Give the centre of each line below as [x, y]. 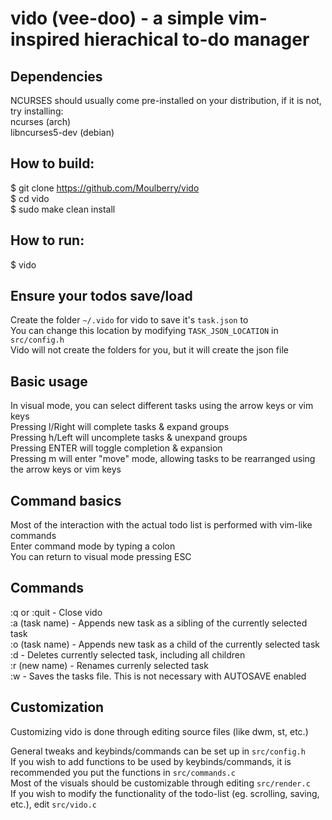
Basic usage [49, 381]
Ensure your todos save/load [101, 296]
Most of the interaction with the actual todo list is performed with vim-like [161, 525]
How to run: [47, 240]
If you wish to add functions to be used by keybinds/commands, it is [151, 761]
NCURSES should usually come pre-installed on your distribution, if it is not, [166, 100]
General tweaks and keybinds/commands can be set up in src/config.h [158, 751]
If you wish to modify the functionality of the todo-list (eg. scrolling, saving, [165, 793]
